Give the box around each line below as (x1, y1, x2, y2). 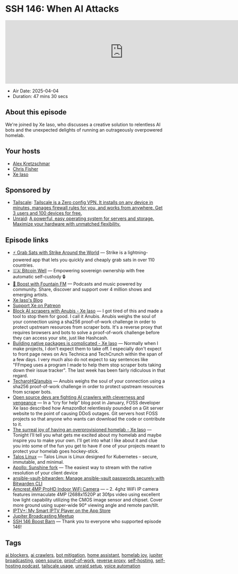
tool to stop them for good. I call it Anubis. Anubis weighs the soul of (12, 313, 156, 320)
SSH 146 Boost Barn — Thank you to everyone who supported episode (12, 519, 162, 525)
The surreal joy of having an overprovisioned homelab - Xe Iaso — (12, 427, 152, 433)
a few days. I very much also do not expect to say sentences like (12, 357, 148, 363)
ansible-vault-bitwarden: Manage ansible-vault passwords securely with (12, 475, 165, 482)
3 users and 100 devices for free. (12, 210, 82, 216)
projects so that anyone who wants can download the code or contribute (12, 416, 165, 422)
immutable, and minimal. (12, 459, 65, 465)
